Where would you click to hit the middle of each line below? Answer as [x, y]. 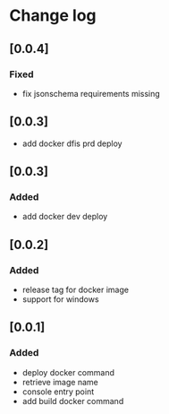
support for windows [61, 299]
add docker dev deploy [65, 217]
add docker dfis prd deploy [72, 143]
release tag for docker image [76, 290]
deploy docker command [68, 372]
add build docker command [73, 401]
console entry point [58, 392]
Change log [53, 16]
